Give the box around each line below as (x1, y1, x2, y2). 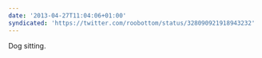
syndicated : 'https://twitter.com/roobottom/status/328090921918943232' (8, 19, 256, 27)
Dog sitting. (8, 41, 46, 50)
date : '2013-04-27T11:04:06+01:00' (8, 11, 127, 20)
